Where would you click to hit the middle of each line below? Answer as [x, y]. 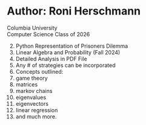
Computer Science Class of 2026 [48, 34]
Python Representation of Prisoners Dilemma [72, 46]
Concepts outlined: [39, 71]
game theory [32, 78]
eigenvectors [32, 103]
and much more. [36, 117]
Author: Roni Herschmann [74, 11]
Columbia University [32, 28]
